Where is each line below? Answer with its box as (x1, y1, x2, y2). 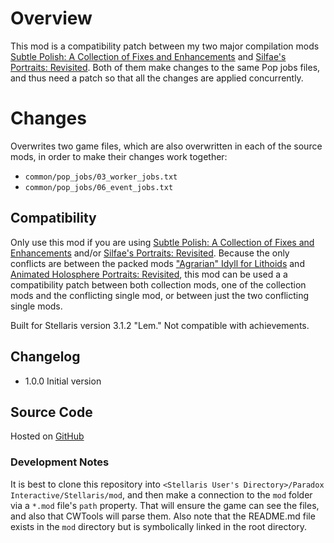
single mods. (10, 300, 63, 312)
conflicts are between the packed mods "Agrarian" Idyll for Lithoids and (10, 257, 305, 269)
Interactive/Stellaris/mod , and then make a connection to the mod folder (10, 488, 313, 501)
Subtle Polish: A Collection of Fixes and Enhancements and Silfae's (10, 50, 287, 62)
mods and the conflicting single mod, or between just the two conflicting (10, 289, 310, 301)
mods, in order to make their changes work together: (10, 150, 228, 162)
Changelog (10, 348, 81, 366)
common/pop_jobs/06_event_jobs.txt (24, 182, 174, 192)
